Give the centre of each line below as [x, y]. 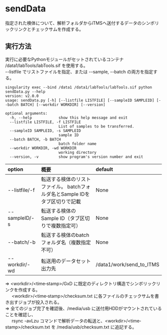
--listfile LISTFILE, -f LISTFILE [45, 122]
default [104, 169]
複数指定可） [66, 225]
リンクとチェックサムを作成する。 [48, 29]
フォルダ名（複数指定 [66, 242]
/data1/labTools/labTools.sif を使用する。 [46, 66]
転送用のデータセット [66, 261]
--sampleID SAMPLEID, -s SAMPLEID [45, 131]
